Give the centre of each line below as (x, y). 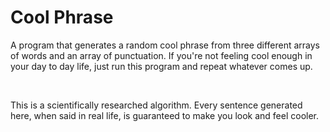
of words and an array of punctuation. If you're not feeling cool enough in (161, 55)
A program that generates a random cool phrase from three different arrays (165, 45)
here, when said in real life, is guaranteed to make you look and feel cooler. (165, 115)
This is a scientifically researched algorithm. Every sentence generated (156, 105)
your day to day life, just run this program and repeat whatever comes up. (161, 66)
